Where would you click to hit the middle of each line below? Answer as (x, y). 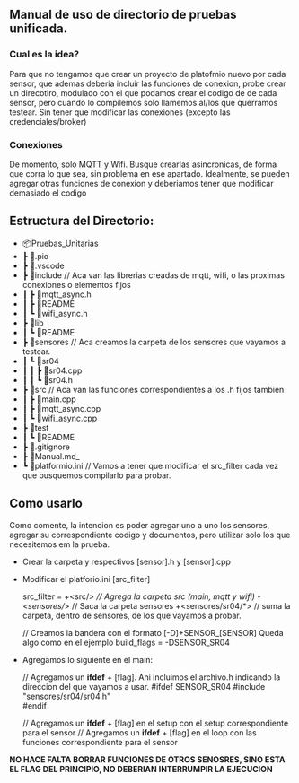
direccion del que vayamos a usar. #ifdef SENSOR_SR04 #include (144, 686)
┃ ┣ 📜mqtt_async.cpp (62, 408)
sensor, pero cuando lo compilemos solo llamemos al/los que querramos (144, 102)
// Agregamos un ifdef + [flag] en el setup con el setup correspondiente (155, 723)
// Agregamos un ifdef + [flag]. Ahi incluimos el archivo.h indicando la (151, 677)
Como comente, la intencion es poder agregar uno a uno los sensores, (140, 525)
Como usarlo (46, 504)
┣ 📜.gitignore (46, 447)
